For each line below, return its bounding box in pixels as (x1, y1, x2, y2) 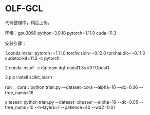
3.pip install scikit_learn (5, 74, 52, 80)
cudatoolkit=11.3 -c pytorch (5, 55, 60, 61)
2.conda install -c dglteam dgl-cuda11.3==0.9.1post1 (5, 64, 110, 71)
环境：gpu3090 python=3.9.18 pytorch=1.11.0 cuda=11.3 (5, 30, 117, 36)
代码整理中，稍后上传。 (5, 19, 52, 25)
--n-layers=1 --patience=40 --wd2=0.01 (34, 104, 115, 110)
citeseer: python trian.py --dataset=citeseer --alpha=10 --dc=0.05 (5, 99, 139, 105)
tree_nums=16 (5, 90, 34, 96)
